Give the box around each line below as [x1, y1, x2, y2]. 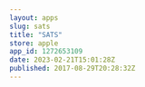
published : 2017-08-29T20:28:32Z [9, 64, 136, 73]
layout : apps [9, 13, 59, 23]
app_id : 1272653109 [9, 47, 83, 56]
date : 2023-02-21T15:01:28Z [9, 55, 116, 64]
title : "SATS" [9, 30, 63, 39]
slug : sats [9, 22, 51, 31]
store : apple [9, 38, 59, 48]
